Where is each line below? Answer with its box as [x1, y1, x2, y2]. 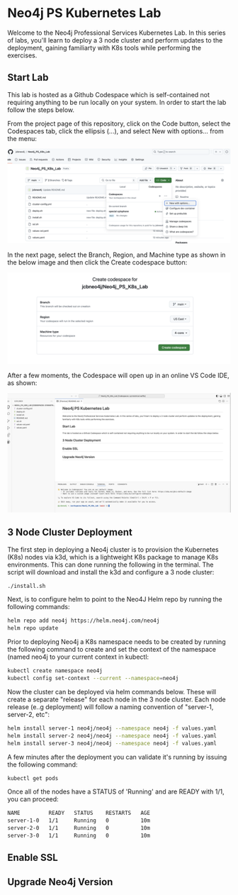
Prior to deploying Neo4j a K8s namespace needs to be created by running [7, 638, 226, 646]
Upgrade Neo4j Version [7, 876, 113, 888]
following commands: [7, 603, 70, 611]
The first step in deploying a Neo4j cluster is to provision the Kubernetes [7, 545, 219, 554]
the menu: [7, 134, 37, 143]
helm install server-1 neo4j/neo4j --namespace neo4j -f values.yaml [7, 725, 217, 732]
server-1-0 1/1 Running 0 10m [7, 817, 151, 824]
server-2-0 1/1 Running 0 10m [7, 825, 151, 832]
